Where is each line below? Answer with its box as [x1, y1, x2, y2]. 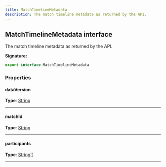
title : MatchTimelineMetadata [5, 7, 68, 12]
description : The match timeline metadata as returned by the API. [5, 12, 147, 17]
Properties [5, 74, 31, 81]
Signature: [5, 53, 27, 59]
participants [5, 141, 31, 147]
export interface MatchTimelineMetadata [5, 62, 90, 67]
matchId [5, 113, 23, 119]
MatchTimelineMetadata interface [5, 30, 113, 39]
